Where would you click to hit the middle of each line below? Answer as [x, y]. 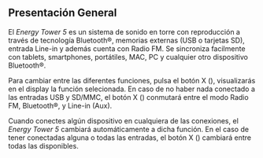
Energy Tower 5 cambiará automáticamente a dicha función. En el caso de [129, 129]
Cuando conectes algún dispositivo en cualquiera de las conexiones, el [123, 120]
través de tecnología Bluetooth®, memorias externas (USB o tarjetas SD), [127, 40]
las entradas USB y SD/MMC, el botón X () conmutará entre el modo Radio [129, 97]
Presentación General [63, 13]
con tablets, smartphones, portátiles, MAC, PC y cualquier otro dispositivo [128, 57]
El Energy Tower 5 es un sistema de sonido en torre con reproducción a [124, 31]
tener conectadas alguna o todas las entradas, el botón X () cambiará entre [130, 138]
